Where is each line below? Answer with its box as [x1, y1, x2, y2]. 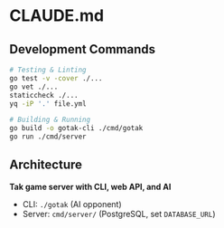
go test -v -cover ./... [9, 73, 103, 82]
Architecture [9, 157, 83, 173]
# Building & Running [9, 115, 91, 125]
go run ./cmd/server [9, 132, 88, 141]
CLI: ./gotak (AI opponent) [22, 198, 122, 209]
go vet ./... [9, 82, 59, 91]
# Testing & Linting [9, 65, 88, 74]
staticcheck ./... [9, 90, 79, 100]
